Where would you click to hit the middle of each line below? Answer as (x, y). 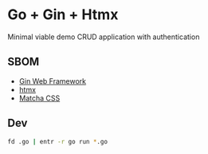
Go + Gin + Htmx (63, 15)
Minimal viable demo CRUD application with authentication (104, 37)
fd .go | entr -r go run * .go (58, 141)
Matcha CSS (39, 98)
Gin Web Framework (53, 81)
